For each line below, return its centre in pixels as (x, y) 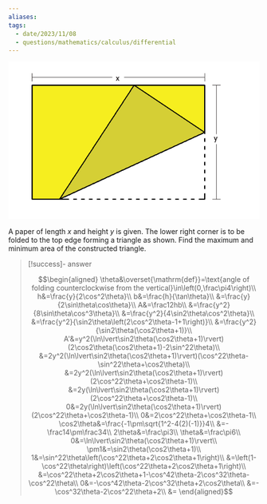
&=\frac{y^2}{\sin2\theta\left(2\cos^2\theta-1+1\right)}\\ (122, 322)
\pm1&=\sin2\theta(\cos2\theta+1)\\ (144, 449)
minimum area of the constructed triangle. (77, 248)
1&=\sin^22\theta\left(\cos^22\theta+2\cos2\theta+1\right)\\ (128, 458)
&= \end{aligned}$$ (200, 492)
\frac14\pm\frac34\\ (79, 432)
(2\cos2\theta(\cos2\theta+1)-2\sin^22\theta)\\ (144, 347)
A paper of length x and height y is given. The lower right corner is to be (127, 232)
